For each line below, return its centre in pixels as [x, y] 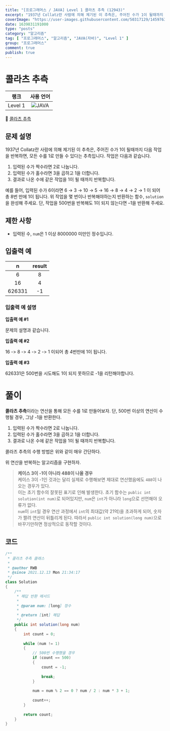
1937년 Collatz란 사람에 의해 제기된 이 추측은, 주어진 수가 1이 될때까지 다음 [79, 150]
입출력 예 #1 [17, 319]
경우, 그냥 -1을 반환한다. [38, 417]
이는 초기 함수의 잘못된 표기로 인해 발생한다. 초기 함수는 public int [84, 492]
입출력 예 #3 [17, 363]
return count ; [38, 714]
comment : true [20, 48]
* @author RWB [22, 568]
